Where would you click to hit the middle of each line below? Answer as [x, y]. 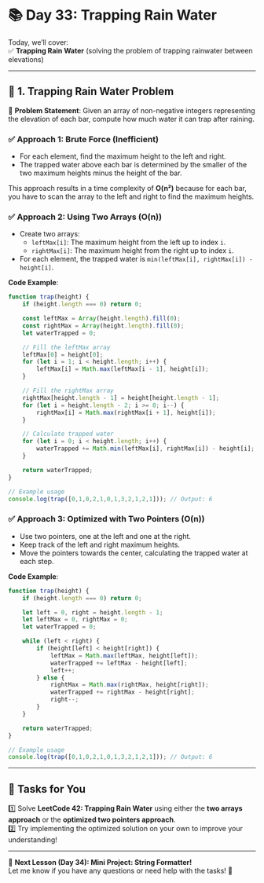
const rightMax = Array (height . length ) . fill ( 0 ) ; [103, 326]
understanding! [33, 840]
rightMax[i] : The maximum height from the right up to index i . [132, 251]
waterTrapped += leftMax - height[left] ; [119, 663]
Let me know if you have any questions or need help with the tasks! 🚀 [121, 871]
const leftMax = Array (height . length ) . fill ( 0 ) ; [101, 319]
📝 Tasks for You [47, 789]
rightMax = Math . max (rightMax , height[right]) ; [130, 685]
